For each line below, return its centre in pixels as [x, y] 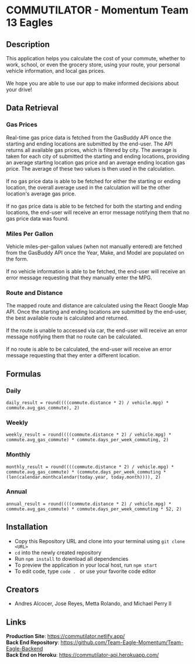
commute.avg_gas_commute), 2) [43, 408]
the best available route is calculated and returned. [67, 318]
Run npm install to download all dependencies [71, 558]
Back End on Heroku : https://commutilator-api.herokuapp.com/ [83, 655]
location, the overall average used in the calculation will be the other [88, 187]
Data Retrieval [32, 108]
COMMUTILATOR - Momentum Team [97, 10]
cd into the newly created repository [58, 553]
